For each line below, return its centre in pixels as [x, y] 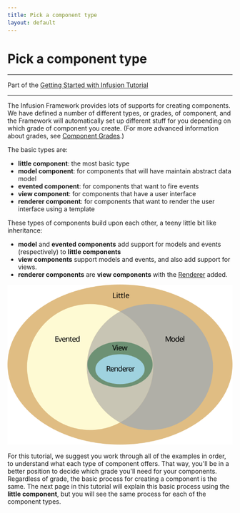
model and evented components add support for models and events [119, 244]
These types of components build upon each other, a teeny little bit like [112, 223]
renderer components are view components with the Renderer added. [122, 275]
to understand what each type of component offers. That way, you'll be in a [119, 464]
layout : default [31, 22]
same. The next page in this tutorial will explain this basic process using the [119, 487]
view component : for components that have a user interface [107, 194]
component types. [34, 502]
